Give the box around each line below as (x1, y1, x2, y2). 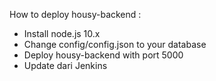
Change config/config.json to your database (23, 39, 207, 50)
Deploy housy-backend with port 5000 (23, 49, 184, 61)
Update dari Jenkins (23, 60, 108, 71)
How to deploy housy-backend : (9, 9, 142, 20)
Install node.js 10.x (23, 28, 101, 39)
